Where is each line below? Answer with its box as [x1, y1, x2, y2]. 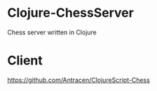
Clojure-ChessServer [7, 5, 135, 21]
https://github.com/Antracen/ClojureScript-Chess [7, 76, 151, 84]
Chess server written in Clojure [7, 28, 97, 36]
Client [7, 52, 43, 69]
